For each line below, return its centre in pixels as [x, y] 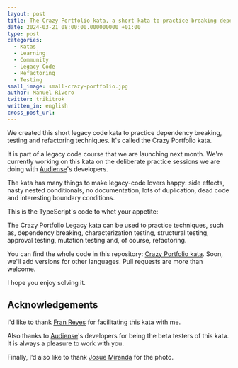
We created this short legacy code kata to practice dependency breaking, [115, 132]
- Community [32, 60]
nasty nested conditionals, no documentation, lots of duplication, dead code [118, 190]
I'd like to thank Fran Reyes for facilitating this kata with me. [94, 322]
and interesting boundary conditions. [61, 197]
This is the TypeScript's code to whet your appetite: [83, 211]
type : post [23, 34]
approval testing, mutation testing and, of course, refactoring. [97, 240]
